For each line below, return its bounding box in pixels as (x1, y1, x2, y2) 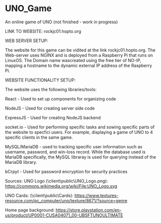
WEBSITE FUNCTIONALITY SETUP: (5, 77, 76, 83)
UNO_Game (5, 3, 52, 14)
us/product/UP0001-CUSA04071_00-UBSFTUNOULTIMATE (5, 212, 123, 218)
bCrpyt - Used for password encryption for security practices (5, 168, 128, 175)
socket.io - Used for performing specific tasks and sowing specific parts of (5, 124, 155, 130)
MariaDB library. (5, 159, 37, 165)
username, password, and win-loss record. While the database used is (5, 149, 146, 155)
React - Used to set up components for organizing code (5, 96, 117, 102)
